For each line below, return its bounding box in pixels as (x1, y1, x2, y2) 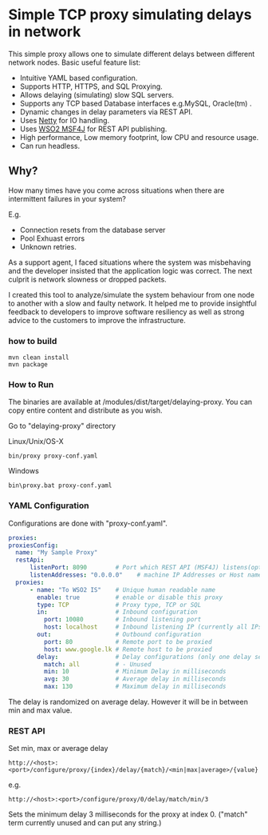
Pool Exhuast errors (19, 234, 85, 243)
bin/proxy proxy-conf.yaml (8, 452, 98, 461)
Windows (8, 466, 40, 476)
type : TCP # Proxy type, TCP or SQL (37, 601, 202, 609)
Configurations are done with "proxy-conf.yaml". (8, 518, 167, 528)
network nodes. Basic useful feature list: (8, 58, 141, 67)
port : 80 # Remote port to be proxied (43, 637, 213, 645)
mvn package (8, 361, 48, 369)
